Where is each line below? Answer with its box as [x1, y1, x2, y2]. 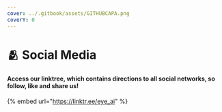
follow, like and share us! [7, 82, 79, 90]
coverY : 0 [7, 16, 36, 23]
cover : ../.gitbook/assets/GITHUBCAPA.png [7, 10, 130, 17]
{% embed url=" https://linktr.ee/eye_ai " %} [7, 97, 128, 105]
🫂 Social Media [7, 47, 97, 62]
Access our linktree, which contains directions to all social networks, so [7, 74, 215, 83]
